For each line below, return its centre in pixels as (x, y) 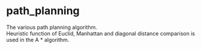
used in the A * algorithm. (38, 40)
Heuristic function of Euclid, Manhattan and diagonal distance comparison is (100, 33)
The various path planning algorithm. (52, 27)
